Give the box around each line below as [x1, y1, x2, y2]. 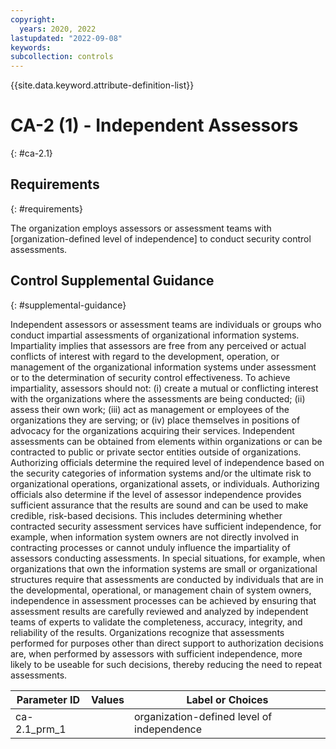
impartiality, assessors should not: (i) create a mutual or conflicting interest [10, 382, 319, 394]
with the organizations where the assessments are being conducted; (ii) [10, 392, 306, 405]
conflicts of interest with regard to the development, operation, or [10, 350, 280, 362]
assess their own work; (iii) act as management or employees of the [10, 403, 290, 415]
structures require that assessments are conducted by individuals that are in [10, 573, 324, 585]
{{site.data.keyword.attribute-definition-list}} [10, 79, 195, 91]
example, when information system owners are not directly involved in [10, 531, 299, 543]
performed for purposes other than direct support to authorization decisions [10, 637, 324, 649]
